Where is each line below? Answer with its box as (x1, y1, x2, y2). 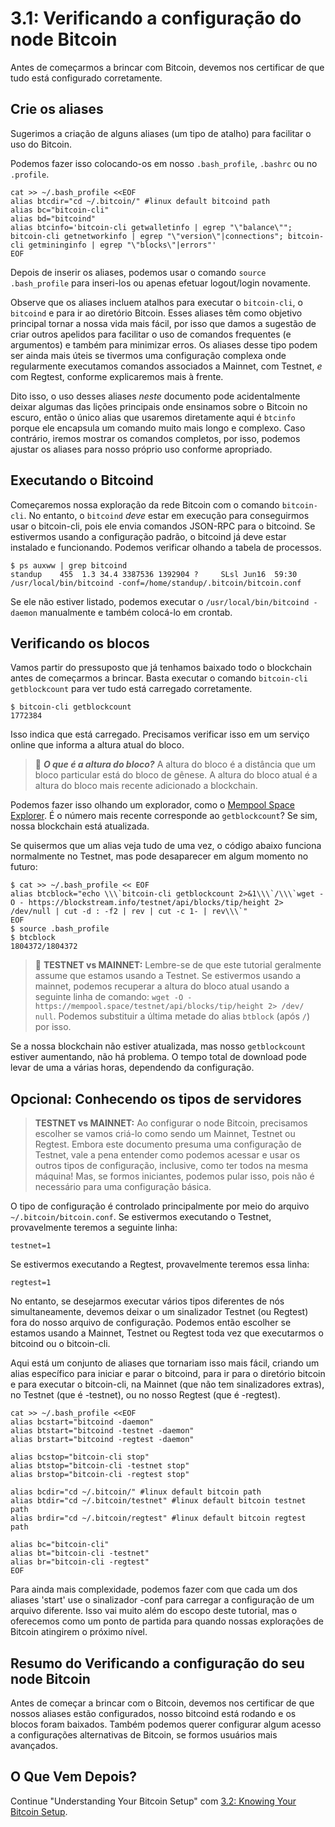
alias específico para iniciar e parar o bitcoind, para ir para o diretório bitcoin (10, 1368, 326, 1380)
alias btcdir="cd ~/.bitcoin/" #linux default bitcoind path (10, 196, 271, 206)
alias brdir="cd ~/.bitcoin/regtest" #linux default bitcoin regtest (10, 1513, 307, 1524)
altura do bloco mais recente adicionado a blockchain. (34, 780, 258, 792)
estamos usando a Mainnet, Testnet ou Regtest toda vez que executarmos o (10, 1327, 324, 1339)
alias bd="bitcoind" (10, 213, 97, 224)
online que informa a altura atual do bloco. (10, 739, 185, 751)
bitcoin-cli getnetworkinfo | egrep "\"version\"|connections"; (10, 231, 284, 241)
